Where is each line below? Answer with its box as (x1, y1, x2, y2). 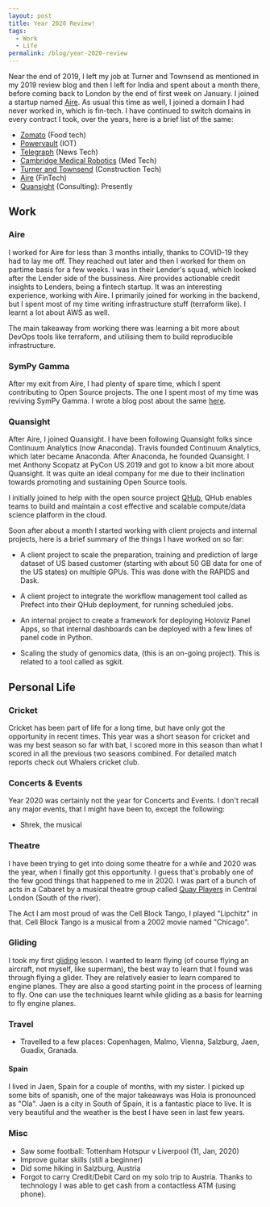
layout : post (8, 11, 52, 20)
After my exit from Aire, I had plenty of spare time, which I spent (8, 379, 221, 388)
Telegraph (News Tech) (19, 147, 98, 157)
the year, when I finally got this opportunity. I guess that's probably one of (8, 867, 254, 877)
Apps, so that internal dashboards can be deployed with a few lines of (19, 624, 252, 634)
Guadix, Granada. (19, 1046, 79, 1055)
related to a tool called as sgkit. (19, 657, 124, 667)
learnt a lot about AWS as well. (8, 308, 110, 317)
